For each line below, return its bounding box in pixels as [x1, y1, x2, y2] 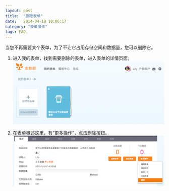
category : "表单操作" [5, 24, 48, 29]
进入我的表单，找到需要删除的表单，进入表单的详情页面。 [12, 55, 132, 61]
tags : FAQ [5, 29, 26, 35]
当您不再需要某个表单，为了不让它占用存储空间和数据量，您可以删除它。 [5, 44, 155, 50]
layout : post [5, 8, 33, 13]
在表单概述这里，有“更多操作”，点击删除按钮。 [12, 130, 110, 136]
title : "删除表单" [5, 13, 43, 19]
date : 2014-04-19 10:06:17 [5, 19, 67, 24]
